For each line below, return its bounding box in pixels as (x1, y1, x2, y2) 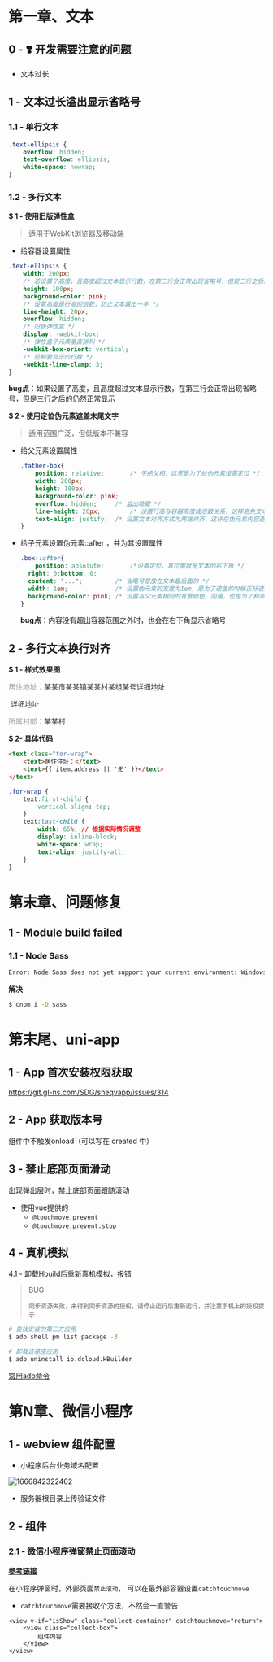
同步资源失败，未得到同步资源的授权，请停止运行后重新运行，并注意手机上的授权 (28, 1303, 258, 1311)
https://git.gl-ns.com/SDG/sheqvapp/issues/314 (8, 1087, 169, 1098)
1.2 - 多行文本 (8, 191, 62, 202)
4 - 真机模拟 (8, 1246, 69, 1260)
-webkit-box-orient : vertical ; (23, 345, 129, 354)
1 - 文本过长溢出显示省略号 (8, 95, 141, 109)
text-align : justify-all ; (37, 847, 126, 856)
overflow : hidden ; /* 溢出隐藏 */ (35, 499, 162, 508)
